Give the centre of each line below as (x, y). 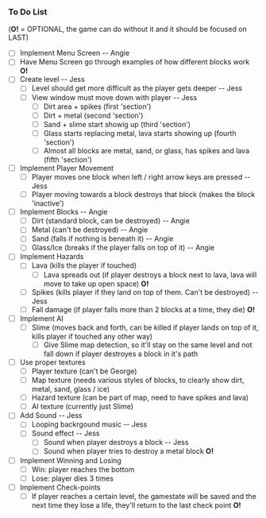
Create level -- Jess (52, 79)
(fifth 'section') (68, 159)
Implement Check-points (60, 487)
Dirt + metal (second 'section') (93, 115)
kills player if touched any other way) (92, 336)
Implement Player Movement (66, 168)
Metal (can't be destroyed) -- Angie (90, 230)
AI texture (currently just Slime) (82, 407)
